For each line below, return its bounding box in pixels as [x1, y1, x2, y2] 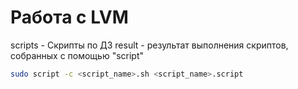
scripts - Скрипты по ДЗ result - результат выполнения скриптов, [10, 39, 289, 51]
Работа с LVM [10, 6, 129, 29]
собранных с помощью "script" [10, 49, 145, 61]
